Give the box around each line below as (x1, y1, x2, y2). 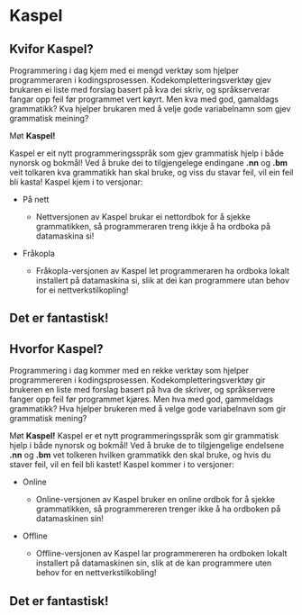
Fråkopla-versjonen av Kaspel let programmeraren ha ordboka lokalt (35, 266, 290, 276)
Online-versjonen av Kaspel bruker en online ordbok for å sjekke (35, 494, 276, 505)
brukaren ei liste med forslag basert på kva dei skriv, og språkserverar (9, 85, 270, 95)
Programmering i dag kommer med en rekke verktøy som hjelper (9, 366, 250, 376)
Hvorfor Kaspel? (9, 341, 104, 357)
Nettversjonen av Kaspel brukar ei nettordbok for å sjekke (35, 212, 251, 222)
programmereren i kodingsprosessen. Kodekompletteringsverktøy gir (9, 375, 266, 385)
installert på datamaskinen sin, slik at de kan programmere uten (35, 557, 272, 568)
